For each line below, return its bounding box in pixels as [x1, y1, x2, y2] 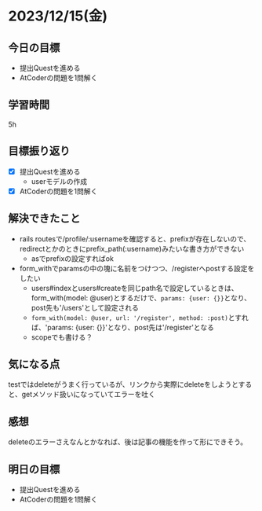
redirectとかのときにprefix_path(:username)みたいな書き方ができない [19, 244, 245, 253]
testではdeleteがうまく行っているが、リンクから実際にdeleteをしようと [8, 380, 238, 389]
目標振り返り [8, 145, 71, 158]
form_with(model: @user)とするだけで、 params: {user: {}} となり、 [31, 292, 252, 303]
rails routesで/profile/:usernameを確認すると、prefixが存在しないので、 [19, 233, 251, 244]
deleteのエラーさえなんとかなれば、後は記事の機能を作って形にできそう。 [8, 437, 248, 447]
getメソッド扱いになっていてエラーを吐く [21, 390, 155, 399]
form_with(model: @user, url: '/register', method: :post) [31, 314, 229, 322]
